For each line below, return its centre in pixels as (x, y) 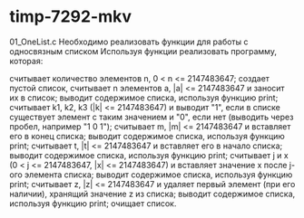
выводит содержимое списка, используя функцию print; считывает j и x (149, 155)
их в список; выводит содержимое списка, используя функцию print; (144, 98)
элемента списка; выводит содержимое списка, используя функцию (158, 175)
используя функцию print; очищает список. (93, 203)
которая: (26, 61)
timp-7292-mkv (70, 17)
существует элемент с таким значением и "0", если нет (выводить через (152, 117)
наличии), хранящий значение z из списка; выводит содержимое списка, (152, 194)
